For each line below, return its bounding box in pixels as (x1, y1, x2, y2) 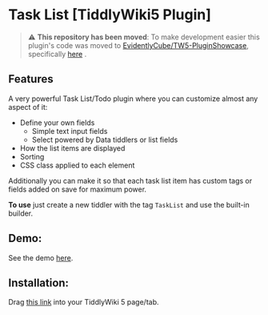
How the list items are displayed (19, 143, 126, 153)
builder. (8, 208, 34, 218)
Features (8, 72, 54, 86)
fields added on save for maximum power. (8, 184, 146, 194)
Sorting (19, 151, 45, 161)
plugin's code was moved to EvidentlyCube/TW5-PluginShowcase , (27, 40, 250, 50)
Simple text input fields (31, 126, 108, 135)
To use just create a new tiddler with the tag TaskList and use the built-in (8, 200, 250, 209)
